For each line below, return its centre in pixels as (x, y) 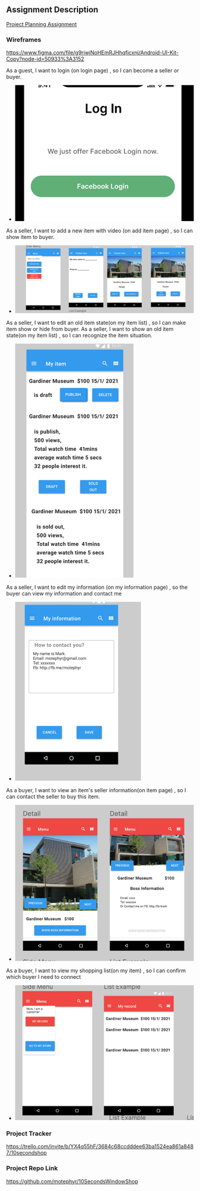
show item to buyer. (30, 237)
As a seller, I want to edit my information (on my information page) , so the (97, 587)
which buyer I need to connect (44, 977)
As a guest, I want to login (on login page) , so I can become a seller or (93, 70)
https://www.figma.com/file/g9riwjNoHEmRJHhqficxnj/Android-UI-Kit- (93, 52)
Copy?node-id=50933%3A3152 (45, 59)
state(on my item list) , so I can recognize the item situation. (79, 335)
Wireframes (24, 39)
